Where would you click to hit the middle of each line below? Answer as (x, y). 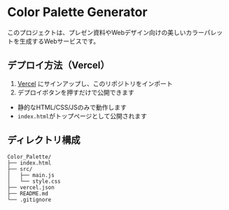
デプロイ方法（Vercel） (58, 65)
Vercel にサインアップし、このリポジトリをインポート (95, 83)
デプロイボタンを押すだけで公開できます (76, 92)
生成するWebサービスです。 (60, 41)
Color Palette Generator (77, 12)
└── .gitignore (29, 199)
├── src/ (20, 169)
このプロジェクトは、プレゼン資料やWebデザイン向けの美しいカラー (106, 32)
